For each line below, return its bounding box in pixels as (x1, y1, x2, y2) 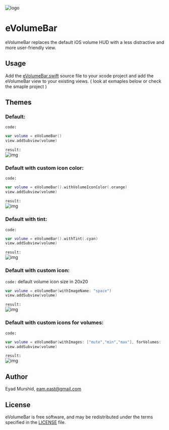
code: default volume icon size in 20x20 (5, 278, 88, 284)
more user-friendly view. (5, 45, 57, 51)
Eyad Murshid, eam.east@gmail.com (5, 386, 82, 392)
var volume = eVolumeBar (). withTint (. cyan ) (5, 236, 98, 241)
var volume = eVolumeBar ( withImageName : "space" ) (5, 288, 112, 293)
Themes (5, 98, 32, 107)
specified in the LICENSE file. (5, 419, 66, 425)
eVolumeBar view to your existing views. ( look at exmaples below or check (5, 78, 161, 84)
